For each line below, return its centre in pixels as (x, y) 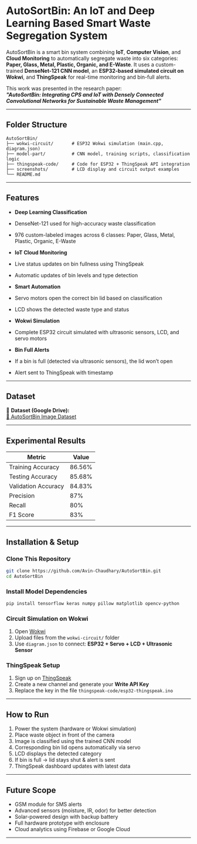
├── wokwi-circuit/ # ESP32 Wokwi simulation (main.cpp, (85, 143)
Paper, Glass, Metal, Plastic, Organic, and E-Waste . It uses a (80, 64)
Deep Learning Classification (51, 212)
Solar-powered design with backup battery (66, 817)
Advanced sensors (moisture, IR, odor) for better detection (85, 811)
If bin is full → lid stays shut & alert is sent (65, 760)
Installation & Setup (43, 542)
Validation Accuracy (37, 486)
